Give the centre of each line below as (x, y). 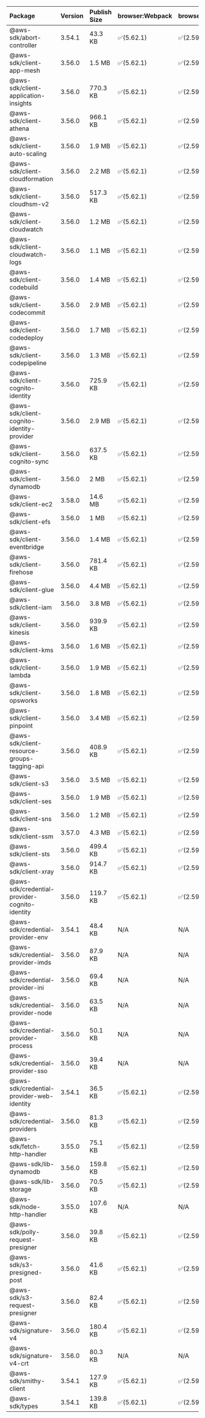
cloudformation (31, 179)
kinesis (20, 633)
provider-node (31, 1013)
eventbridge (27, 547)
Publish (101, 12)
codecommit (27, 312)
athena (19, 129)
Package (22, 16)
